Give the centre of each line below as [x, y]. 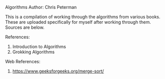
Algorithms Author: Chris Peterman [41, 7]
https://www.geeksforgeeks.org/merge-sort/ [58, 71]
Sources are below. [25, 27]
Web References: [23, 61]
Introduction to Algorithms [39, 46]
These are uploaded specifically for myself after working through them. [78, 22]
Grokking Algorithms [33, 52]
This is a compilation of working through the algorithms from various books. [83, 17]
